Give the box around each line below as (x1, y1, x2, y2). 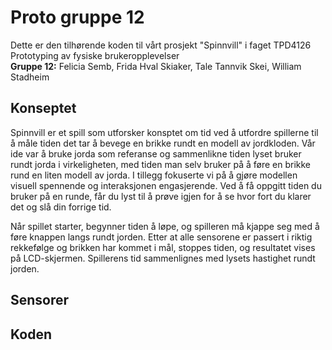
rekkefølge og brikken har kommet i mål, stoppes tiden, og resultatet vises (10, 241, 316, 253)
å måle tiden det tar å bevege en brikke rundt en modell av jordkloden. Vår (10, 137, 316, 149)
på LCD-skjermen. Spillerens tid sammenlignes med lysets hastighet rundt (10, 252, 316, 264)
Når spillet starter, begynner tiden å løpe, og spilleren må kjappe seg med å (10, 220, 320, 232)
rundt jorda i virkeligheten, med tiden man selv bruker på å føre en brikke (10, 158, 311, 170)
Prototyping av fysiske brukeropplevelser (10, 49, 180, 61)
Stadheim (10, 71, 50, 83)
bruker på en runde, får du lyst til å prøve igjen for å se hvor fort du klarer (10, 190, 312, 202)
